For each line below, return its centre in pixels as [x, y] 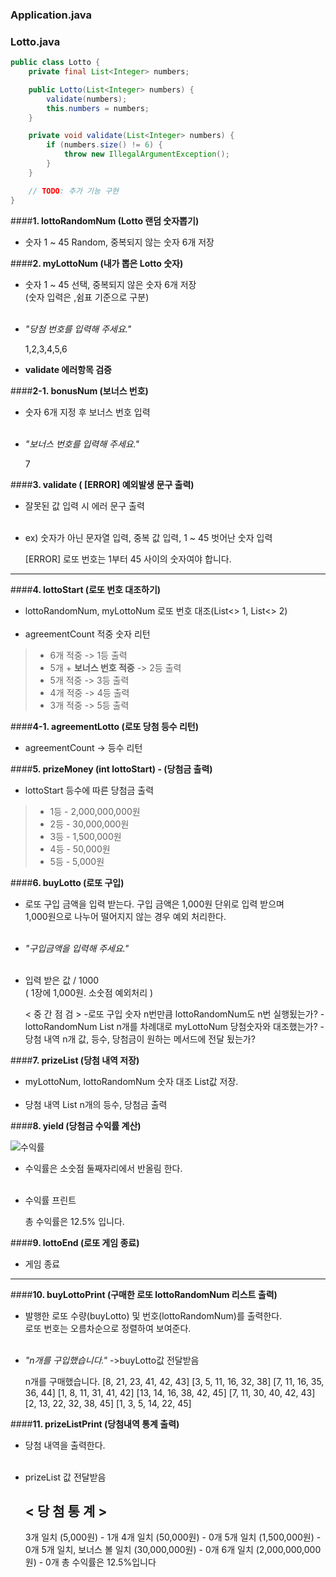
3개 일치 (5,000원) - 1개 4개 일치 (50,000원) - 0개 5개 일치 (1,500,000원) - [173, 1537]
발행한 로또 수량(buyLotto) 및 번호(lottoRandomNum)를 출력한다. [153, 1315]
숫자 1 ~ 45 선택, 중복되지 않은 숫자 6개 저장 [110, 284]
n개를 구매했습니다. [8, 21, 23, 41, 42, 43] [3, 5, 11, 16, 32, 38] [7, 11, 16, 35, [174, 1381]
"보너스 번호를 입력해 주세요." [82, 444]
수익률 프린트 [50, 1200]
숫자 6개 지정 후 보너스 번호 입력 [87, 412]
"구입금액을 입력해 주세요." [77, 948]
